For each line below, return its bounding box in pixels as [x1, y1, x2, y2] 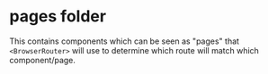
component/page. [9, 54, 76, 65]
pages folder [9, 6, 106, 27]
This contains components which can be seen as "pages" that [9, 36, 240, 46]
